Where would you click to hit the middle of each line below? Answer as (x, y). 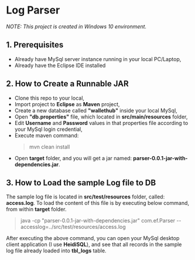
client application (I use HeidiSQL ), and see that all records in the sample (94, 245)
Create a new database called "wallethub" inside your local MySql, (96, 110)
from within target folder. (36, 210)
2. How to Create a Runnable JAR (67, 84)
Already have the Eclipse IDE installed (60, 65)
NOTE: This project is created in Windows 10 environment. (76, 26)
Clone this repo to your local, (49, 98)
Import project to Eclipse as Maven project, (67, 104)
